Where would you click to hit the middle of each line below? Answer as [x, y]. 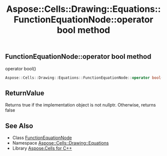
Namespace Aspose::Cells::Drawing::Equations [61, 143]
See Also [19, 126]
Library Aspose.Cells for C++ [42, 148]
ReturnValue [25, 93]
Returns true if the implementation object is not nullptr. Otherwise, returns [81, 105]
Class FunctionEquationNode [42, 138]
